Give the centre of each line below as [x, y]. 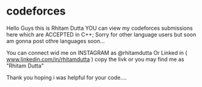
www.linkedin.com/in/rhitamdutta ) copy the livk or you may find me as [95, 59]
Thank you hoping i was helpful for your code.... [67, 77]
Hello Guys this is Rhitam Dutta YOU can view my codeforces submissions [100, 28]
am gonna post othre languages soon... [56, 41]
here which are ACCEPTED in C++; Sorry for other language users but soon [101, 34]
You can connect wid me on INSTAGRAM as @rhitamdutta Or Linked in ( [97, 52]
